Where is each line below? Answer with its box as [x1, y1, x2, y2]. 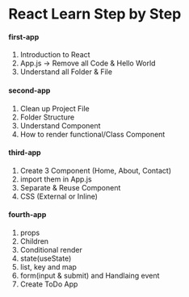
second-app [8, 86, 51, 95]
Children [19, 236, 49, 246]
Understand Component [19, 120, 101, 130]
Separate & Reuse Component [19, 182, 121, 192]
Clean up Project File [19, 103, 90, 113]
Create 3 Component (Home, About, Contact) [19, 165, 172, 175]
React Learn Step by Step [8, 5, 182, 23]
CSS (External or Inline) [19, 191, 99, 201]
